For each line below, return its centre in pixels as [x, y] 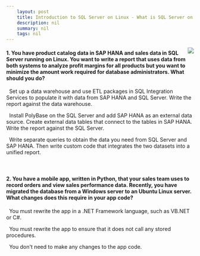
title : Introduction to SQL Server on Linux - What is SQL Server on [105, 17]
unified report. [24, 152]
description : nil [38, 23]
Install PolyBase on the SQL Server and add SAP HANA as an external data [100, 115]
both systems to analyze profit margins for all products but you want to [96, 65]
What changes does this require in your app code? [70, 198]
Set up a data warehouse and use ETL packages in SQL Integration [91, 91]
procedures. [21, 235]
